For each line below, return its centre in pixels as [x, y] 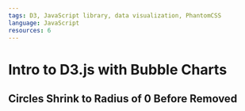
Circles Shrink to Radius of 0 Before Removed [123, 99]
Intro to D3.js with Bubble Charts [118, 69]
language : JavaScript [44, 23]
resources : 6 [30, 30]
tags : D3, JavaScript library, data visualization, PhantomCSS [115, 15]
